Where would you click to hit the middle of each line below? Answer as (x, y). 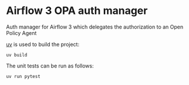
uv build (17, 55)
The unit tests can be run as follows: (50, 66)
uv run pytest (23, 76)
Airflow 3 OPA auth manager (77, 11)
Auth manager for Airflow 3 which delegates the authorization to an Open (95, 27)
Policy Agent (21, 33)
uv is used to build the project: (43, 44)
